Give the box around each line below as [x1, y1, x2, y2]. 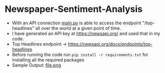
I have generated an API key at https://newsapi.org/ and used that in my [12, 30, 160, 36]
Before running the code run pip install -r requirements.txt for [12, 51, 148, 58]
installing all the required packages [12, 57, 85, 63]
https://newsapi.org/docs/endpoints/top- [68, 41, 153, 47]
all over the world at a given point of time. [35, 25, 121, 31]
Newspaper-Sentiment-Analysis [5, 3, 143, 15]
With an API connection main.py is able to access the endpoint [12, 20, 141, 26]
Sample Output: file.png [12, 62, 61, 68]
